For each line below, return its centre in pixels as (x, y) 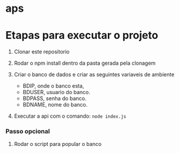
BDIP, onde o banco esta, (53, 86)
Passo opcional (28, 131)
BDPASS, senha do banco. (55, 98)
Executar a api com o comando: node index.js (70, 116)
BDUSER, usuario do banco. (56, 92)
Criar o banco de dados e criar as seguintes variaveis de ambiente (94, 75)
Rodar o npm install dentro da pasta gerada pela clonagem (85, 63)
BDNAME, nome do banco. (55, 105)
